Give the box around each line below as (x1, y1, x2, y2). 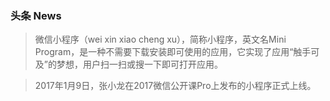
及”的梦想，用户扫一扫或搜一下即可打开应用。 (34, 58, 223, 71)
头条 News (10, 8, 62, 22)
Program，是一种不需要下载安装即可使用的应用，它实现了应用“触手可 (34, 46, 320, 58)
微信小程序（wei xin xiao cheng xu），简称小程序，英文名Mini (34, 33, 287, 46)
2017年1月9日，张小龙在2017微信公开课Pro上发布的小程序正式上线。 (34, 80, 317, 92)
